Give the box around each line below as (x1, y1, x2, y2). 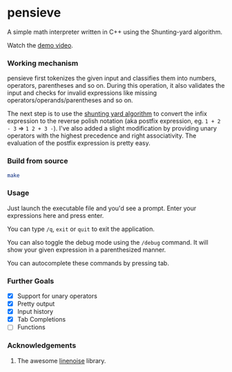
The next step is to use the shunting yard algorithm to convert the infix (7, 109, 207, 118)
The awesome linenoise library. (17, 356, 106, 364)
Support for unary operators (17, 292, 98, 300)
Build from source (7, 156, 68, 166)
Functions (17, 323, 46, 331)
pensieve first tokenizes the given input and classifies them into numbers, (7, 74, 217, 82)
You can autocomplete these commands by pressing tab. (7, 259, 169, 267)
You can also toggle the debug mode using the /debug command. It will (7, 238, 209, 246)
